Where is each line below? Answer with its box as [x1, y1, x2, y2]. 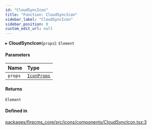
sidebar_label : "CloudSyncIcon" [5, 17, 73, 22]
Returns [5, 85, 23, 92]
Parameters [5, 52, 30, 58]
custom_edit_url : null [5, 26, 53, 31]
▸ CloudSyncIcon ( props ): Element [5, 40, 74, 46]
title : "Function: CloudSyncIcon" [5, 12, 78, 17]
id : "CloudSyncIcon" [5, 7, 49, 13]
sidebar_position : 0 [5, 21, 49, 27]
